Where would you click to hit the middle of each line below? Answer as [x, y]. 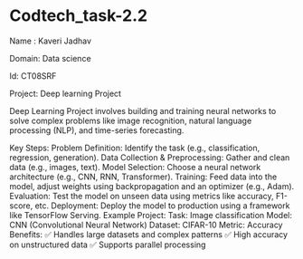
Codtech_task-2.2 [78, 16]
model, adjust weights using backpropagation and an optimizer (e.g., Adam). [152, 186]
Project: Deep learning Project [66, 93]
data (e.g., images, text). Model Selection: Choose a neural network [135, 167]
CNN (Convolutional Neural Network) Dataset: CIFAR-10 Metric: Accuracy [146, 225]
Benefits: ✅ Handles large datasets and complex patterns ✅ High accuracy [148, 234]
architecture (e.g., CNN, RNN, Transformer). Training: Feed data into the [143, 177]
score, [21, 206]
